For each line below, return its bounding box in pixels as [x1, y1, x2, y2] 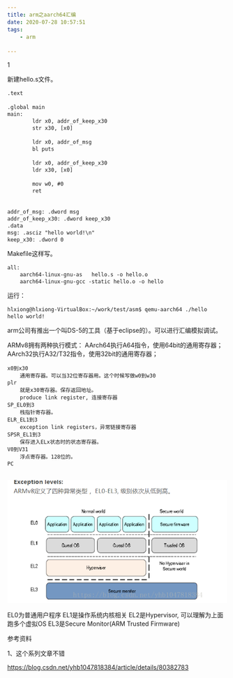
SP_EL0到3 [7, 402, 35, 409]
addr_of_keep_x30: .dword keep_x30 [7, 216, 111, 223]
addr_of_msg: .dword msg [7, 209, 80, 216]
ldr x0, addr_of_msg [32, 139, 92, 146]
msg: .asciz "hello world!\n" [7, 229, 96, 236]
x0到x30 [7, 365, 29, 372]
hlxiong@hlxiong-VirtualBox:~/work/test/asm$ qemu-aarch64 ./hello [7, 306, 208, 313]
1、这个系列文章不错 [7, 649, 65, 658]
